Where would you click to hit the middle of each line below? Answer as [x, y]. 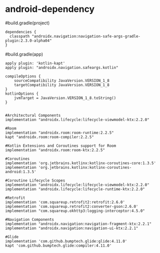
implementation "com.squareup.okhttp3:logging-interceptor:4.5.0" [75, 211]
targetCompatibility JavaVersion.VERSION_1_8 [62, 85]
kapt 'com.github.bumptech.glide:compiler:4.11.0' [58, 246]
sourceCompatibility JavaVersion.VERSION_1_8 [62, 80]
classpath [20, 36]
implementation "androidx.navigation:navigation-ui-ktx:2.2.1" [72, 228]
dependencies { [21, 32]
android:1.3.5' [21, 172]
